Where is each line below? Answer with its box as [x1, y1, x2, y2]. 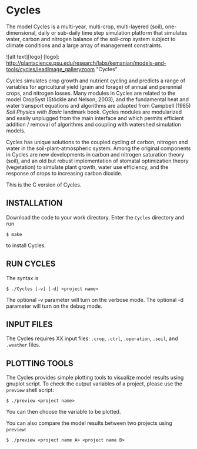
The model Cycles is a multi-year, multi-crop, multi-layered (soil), [6, 23, 164, 30]
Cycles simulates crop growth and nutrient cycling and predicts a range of [6, 77, 186, 84]
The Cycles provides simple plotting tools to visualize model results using [6, 374, 184, 381]
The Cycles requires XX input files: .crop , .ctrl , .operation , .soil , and [6, 335, 178, 342]
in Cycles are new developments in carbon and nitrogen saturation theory [6, 151, 185, 158]
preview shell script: [6, 387, 54, 394]
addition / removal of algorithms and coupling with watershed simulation [6, 121, 181, 128]
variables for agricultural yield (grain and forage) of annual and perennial [6, 83, 182, 90]
